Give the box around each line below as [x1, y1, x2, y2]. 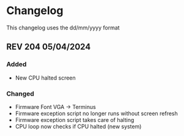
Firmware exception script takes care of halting [15, 116, 134, 123]
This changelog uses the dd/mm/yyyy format [6, 24, 120, 31]
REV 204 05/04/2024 [6, 42, 91, 52]
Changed [6, 89, 35, 98]
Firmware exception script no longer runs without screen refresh [15, 110, 178, 117]
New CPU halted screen [15, 74, 76, 81]
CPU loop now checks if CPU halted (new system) [15, 123, 142, 130]
